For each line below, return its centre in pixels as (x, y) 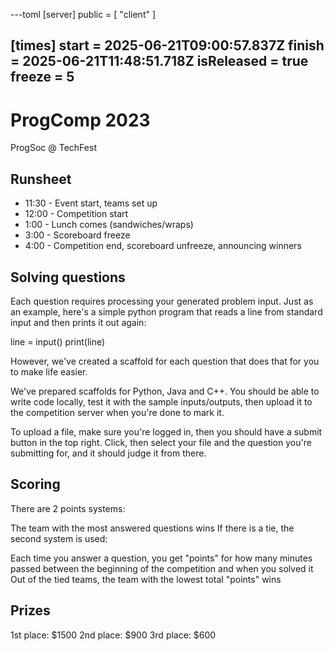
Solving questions (68, 277)
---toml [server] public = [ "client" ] (83, 14)
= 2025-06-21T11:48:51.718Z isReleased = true (159, 61)
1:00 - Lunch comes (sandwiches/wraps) (109, 225)
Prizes (30, 610)
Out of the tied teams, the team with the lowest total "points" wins (146, 579)
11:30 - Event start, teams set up (91, 203)
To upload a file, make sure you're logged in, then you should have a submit (166, 431)
